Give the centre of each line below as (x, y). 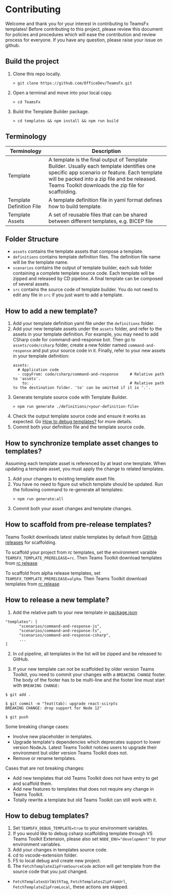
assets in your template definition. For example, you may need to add (85, 334)
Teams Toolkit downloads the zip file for (96, 185)
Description (106, 151)
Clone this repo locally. (37, 74)
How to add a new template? (51, 311)
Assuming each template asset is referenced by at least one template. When (86, 463)
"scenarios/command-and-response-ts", (60, 630)
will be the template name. (40, 263)
